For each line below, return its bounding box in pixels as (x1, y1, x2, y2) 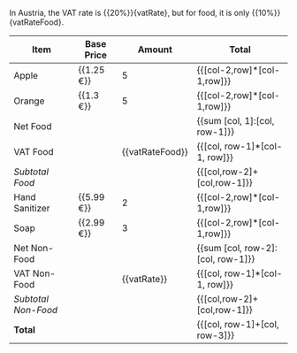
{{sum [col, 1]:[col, (196, 115, 275, 127)
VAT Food (13, 146, 55, 157)
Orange (13, 95, 45, 107)
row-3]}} (196, 329, 235, 341)
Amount (137, 43, 172, 56)
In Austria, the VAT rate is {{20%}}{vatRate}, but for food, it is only (9, 8, 250, 18)
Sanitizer (13, 203, 50, 214)
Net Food (13, 120, 52, 132)
